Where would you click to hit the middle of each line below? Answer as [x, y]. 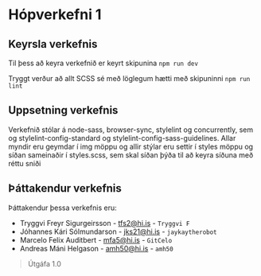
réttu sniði [25, 163]
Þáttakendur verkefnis [65, 189]
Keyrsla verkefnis [53, 44]
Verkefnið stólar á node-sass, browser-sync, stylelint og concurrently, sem [131, 130]
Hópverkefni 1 [55, 15]
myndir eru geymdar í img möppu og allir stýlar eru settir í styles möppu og [130, 146]
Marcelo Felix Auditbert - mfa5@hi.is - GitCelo [96, 239]
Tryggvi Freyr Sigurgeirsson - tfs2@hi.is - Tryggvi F [105, 223]
